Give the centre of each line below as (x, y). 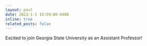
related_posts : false (28, 24)
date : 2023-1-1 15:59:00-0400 (37, 14)
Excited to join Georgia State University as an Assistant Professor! (74, 38)
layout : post (19, 10)
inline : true (19, 19)
